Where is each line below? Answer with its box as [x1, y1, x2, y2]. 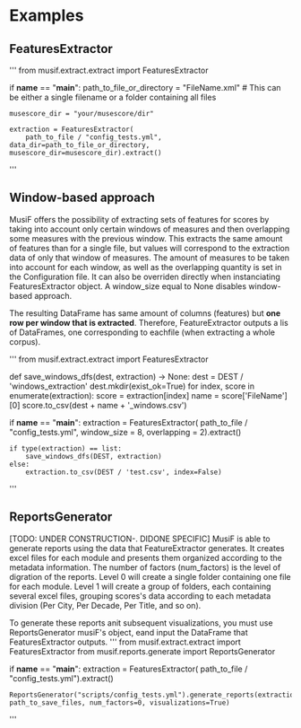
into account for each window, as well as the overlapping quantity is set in [9, 261, 282, 272]
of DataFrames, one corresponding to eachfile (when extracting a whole [9, 327, 276, 338]
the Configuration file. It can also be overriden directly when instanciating [9, 271, 280, 282]
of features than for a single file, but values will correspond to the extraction [9, 242, 289, 253]
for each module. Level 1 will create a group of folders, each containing [9, 581, 271, 592]
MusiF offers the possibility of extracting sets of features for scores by [9, 214, 270, 224]
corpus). [9, 336, 41, 346]
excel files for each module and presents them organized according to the [9, 552, 282, 563]
